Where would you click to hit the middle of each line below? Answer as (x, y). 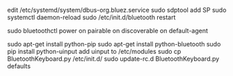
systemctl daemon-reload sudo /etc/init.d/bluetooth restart (91, 17)
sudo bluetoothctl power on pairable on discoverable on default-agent (108, 31)
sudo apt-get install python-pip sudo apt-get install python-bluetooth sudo (114, 44)
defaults (19, 66)
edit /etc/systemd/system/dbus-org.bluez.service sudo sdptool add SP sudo (117, 10)
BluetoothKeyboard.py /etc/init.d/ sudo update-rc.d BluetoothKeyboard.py (113, 59)
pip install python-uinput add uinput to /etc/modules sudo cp (94, 51)
